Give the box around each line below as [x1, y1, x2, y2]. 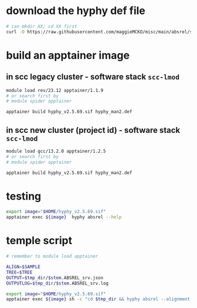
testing [6, 189, 42, 203]
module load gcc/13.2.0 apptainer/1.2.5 [6, 148, 107, 154]
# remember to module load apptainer [6, 254, 98, 259]
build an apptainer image [6, 49, 130, 62]
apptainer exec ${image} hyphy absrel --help [6, 214, 122, 220]
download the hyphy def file [6, 4, 145, 18]
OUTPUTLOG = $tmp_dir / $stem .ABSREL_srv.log [6, 280, 109, 286]
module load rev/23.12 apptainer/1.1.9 [6, 87, 104, 93]
